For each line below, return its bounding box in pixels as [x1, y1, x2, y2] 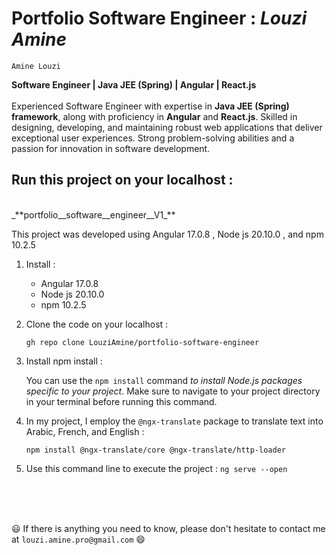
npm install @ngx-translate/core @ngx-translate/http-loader [25, 445, 287, 455]
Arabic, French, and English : [25, 425, 145, 437]
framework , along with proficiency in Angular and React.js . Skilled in [11, 110, 298, 122]
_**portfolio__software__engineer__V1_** [11, 208, 176, 221]
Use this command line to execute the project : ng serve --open [25, 462, 288, 474]
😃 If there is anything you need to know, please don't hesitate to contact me [11, 522, 326, 534]
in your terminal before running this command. [25, 395, 218, 407]
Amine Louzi [11, 61, 61, 71]
